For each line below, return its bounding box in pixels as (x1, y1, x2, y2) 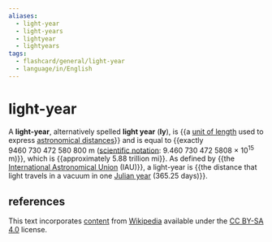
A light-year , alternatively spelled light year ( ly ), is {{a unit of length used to (8, 127, 264, 136)
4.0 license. (8, 225, 47, 235)
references (8, 194, 66, 208)
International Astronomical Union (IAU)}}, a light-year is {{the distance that (8, 162, 257, 172)
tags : (8, 50, 27, 58)
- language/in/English (15, 65, 93, 73)
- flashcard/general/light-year (15, 58, 126, 66)
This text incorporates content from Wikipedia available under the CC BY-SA (8, 216, 264, 226)
